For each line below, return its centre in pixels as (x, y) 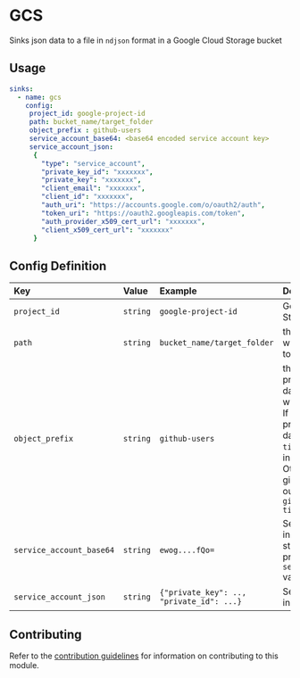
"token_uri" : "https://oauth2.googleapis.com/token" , (143, 213)
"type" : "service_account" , (93, 163)
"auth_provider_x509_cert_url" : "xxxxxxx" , (123, 221)
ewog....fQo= (187, 550)
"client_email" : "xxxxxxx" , (93, 188)
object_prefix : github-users (85, 130)
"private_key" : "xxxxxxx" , (92, 180)
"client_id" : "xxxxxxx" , (87, 197)
